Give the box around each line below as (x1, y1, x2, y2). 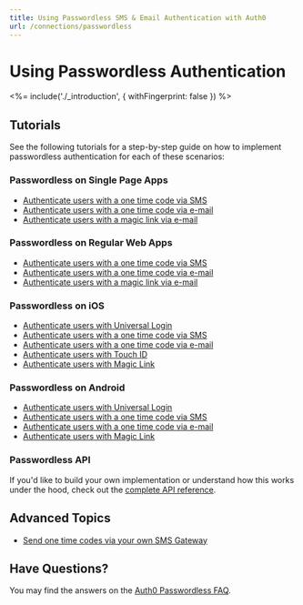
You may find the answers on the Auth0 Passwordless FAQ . (9, 585, 232, 596)
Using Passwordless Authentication (9, 61, 287, 82)
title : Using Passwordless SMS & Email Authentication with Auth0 (9, 13, 267, 23)
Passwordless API (9, 454, 91, 467)
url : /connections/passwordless (9, 22, 132, 31)
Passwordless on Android (9, 381, 126, 394)
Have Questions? (9, 560, 109, 576)
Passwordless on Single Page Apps (9, 174, 168, 187)
